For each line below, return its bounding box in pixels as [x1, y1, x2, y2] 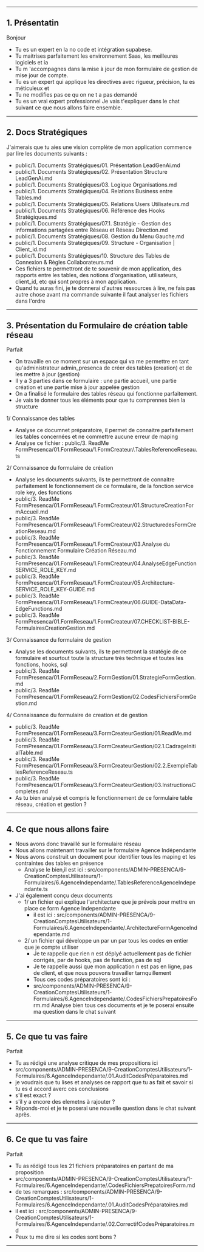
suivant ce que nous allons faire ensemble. [15, 104, 123, 111]
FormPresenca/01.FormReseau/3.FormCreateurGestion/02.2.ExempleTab [15, 762, 198, 769]
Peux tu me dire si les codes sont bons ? [15, 1233, 117, 1240]
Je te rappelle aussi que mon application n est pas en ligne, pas [33, 963, 193, 970]
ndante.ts [24, 886, 49, 893]
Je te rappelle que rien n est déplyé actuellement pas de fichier [33, 950, 192, 957]
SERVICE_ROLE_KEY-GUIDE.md [15, 586, 95, 593]
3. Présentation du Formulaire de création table [6, 320, 188, 331]
